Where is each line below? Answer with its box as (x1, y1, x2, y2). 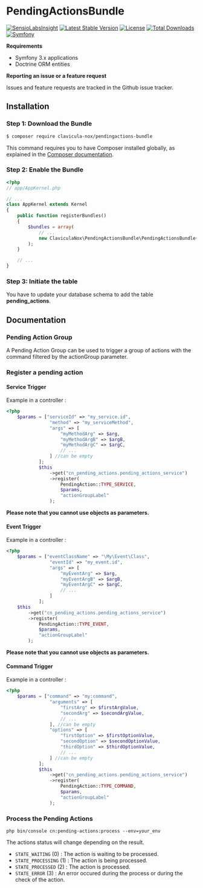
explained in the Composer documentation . (6, 150, 114, 158)
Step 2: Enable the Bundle (6, 166, 83, 174)
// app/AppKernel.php (6, 185, 61, 191)
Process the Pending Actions (6, 814, 94, 823)
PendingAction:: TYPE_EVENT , (38, 621, 110, 627)
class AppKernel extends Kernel (6, 201, 88, 208)
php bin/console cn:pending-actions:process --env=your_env (6, 828, 161, 834)
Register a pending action (6, 368, 83, 376)
